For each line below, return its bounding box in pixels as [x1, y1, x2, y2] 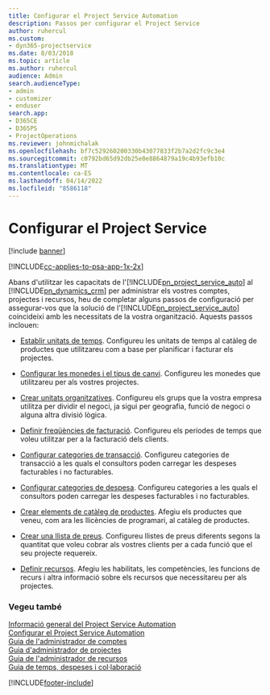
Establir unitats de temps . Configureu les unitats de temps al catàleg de [19, 336, 258, 345]
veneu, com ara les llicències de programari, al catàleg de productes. [19, 515, 250, 525]
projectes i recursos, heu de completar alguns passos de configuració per [8, 294, 254, 304]
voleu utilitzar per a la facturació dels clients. [19, 433, 169, 444]
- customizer [8, 94, 52, 103]
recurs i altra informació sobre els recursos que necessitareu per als [19, 572, 247, 582]
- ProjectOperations [8, 132, 78, 140]
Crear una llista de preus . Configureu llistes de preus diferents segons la [19, 530, 260, 541]
